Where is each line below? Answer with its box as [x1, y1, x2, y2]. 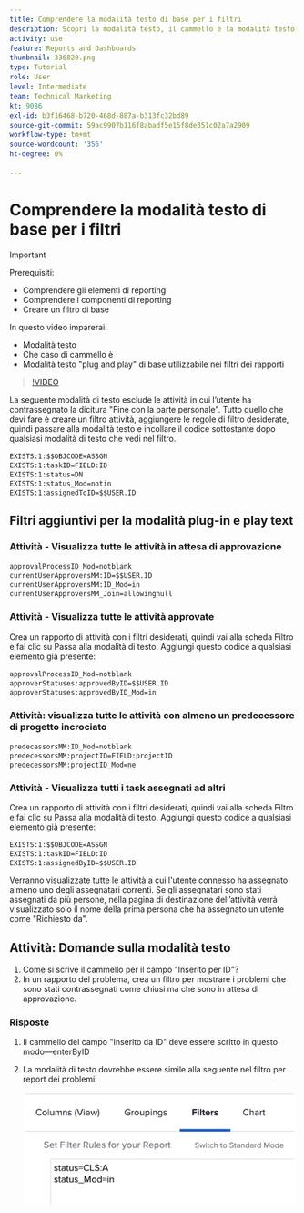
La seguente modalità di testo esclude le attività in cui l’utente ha [9, 393, 252, 405]
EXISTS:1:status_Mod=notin [9, 479, 112, 488]
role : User [9, 73, 51, 82]
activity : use [9, 34, 64, 43]
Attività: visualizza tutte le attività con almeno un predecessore [9, 708, 295, 721]
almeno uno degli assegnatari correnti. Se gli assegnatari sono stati [9, 884, 262, 895]
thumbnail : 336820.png [9, 53, 96, 63]
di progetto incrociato [9, 720, 107, 733]
